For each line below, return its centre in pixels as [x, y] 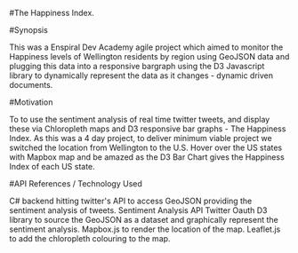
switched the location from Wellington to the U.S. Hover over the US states [146, 147]
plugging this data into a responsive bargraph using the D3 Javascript [137, 66]
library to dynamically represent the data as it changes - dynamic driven [141, 75]
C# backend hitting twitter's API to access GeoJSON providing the [131, 201]
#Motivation [31, 102]
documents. [31, 85]
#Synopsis [29, 30]
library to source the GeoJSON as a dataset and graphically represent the [144, 220]
